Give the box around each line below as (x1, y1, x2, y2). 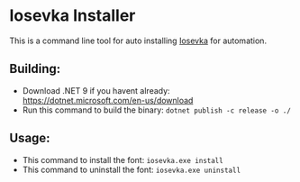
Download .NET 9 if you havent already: (22, 85, 170, 96)
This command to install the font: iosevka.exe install (22, 154, 223, 165)
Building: (9, 61, 61, 77)
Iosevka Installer (9, 5, 136, 26)
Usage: (9, 131, 51, 146)
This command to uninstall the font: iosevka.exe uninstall (22, 164, 241, 175)
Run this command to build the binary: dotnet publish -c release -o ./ (22, 105, 291, 115)
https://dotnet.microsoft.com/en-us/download (22, 95, 194, 105)
